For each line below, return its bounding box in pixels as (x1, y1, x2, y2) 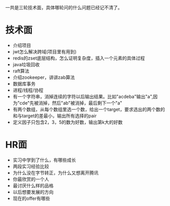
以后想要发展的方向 (12, 189, 54, 195)
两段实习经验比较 (12, 163, 49, 169)
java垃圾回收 (12, 61, 40, 68)
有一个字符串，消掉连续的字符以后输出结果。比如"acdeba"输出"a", (12, 93, 153, 99)
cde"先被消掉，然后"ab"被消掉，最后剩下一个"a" (20, 99, 122, 106)
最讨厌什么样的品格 (12, 182, 54, 189)
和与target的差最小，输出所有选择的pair (12, 112, 97, 119)
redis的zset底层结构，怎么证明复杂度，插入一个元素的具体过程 (12, 55, 145, 61)
